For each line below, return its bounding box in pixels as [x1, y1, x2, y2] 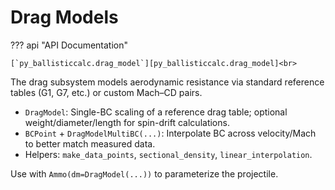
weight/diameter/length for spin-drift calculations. [24, 116, 230, 128]
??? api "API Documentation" [10, 39, 129, 51]
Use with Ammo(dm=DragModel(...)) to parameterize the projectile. [10, 167, 279, 180]
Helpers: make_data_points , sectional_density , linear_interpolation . [24, 148, 313, 160]
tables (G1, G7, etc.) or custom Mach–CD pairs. [10, 86, 203, 98]
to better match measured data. [24, 137, 156, 150]
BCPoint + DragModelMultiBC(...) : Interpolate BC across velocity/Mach [24, 127, 317, 139]
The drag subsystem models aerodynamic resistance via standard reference [10, 76, 325, 88]
